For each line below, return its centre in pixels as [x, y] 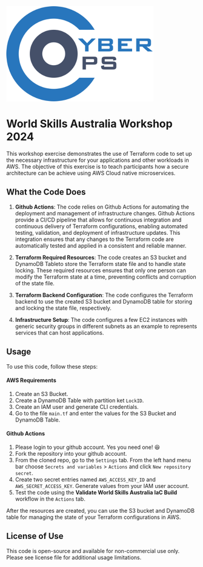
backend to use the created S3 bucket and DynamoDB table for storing [104, 301]
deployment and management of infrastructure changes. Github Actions [105, 213]
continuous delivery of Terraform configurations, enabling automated [101, 226]
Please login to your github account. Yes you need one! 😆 [88, 447]
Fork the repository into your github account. [71, 453]
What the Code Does [46, 192]
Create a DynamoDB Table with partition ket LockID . [79, 400]
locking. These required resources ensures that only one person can [101, 270]
